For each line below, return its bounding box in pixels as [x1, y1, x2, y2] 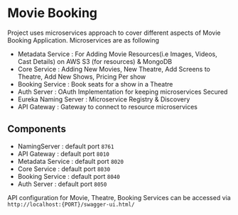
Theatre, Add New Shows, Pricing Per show [17, 72, 146, 81]
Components [7, 123, 66, 136]
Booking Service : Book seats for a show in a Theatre [17, 79, 173, 88]
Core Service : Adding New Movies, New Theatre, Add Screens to [17, 65, 211, 73]
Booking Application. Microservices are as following [7, 35, 160, 44]
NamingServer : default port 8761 [17, 142, 114, 150]
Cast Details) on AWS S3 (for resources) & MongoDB [17, 57, 173, 65]
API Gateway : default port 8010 [17, 149, 110, 158]
